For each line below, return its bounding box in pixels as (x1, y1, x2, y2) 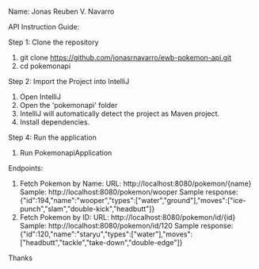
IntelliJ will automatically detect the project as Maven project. (19, 109, 220, 118)
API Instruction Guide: (8, 22, 80, 31)
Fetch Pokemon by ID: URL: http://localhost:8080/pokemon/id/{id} (19, 213, 236, 221)
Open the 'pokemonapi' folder (19, 101, 118, 110)
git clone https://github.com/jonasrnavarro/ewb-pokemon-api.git (19, 53, 232, 62)
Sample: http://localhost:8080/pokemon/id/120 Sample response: (19, 221, 234, 230)
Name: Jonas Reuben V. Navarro (8, 7, 115, 16)
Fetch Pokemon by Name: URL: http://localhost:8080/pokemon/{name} (19, 179, 252, 188)
